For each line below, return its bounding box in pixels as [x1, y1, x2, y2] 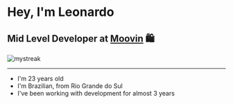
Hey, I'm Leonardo [7, 4, 114, 20]
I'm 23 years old [17, 74, 64, 83]
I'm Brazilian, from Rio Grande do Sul [17, 82, 123, 90]
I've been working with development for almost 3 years [17, 89, 175, 97]
